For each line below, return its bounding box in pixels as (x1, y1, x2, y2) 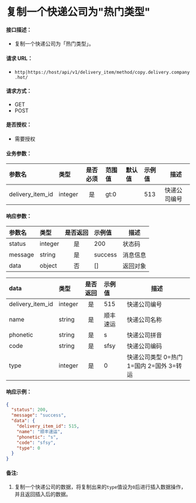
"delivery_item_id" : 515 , (16, 423, 80, 429)
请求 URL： (6, 54, 33, 61)
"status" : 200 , (11, 407, 48, 413)
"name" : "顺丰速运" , (16, 429, 63, 434)
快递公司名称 (127, 316, 162, 324)
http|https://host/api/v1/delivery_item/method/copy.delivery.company (14, 69, 190, 75)
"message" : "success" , (11, 412, 66, 419)
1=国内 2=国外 (127, 362, 167, 370)
